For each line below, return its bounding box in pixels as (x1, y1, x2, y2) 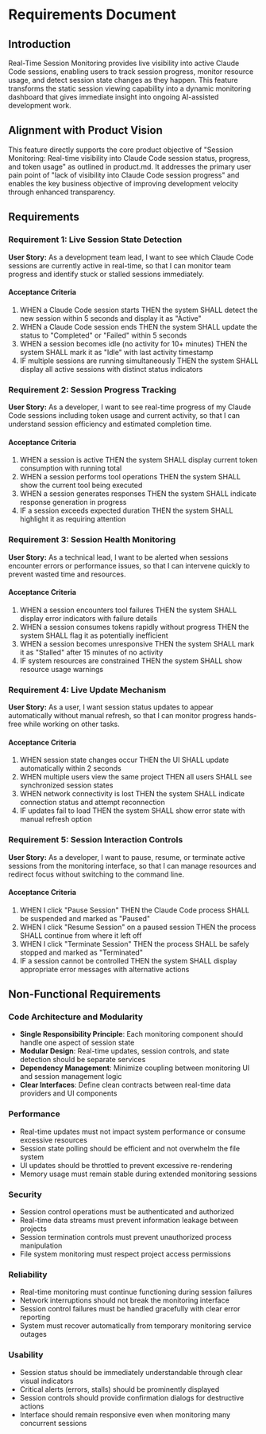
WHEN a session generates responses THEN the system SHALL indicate (19, 489, 256, 498)
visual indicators (19, 1376, 74, 1385)
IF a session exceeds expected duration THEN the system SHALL (19, 506, 233, 515)
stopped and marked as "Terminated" (19, 948, 143, 957)
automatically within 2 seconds (19, 764, 121, 773)
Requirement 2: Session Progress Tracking (8, 384, 177, 395)
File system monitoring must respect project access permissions (19, 1248, 232, 1259)
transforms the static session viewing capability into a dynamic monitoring (8, 84, 252, 93)
